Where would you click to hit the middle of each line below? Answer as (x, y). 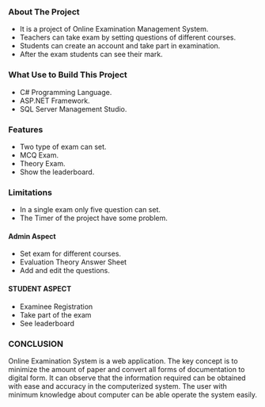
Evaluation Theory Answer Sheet (73, 262)
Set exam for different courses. (70, 254)
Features (26, 129)
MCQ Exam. (39, 155)
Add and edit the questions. (65, 271)
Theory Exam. (42, 163)
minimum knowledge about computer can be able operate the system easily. (133, 394)
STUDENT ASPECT (40, 288)
